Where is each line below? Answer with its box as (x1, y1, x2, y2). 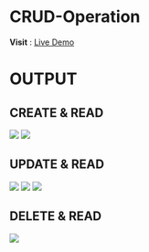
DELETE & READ (9, 208, 102, 225)
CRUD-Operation (9, 6, 141, 27)
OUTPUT (9, 68, 78, 89)
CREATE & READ (9, 105, 104, 121)
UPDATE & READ (9, 157, 105, 173)
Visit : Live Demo (9, 37, 75, 47)
